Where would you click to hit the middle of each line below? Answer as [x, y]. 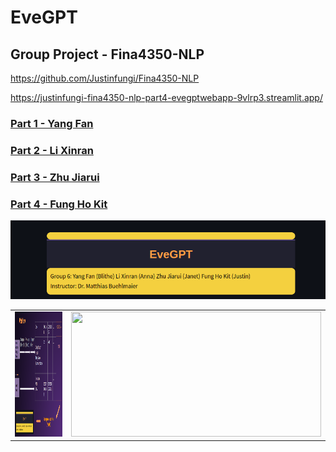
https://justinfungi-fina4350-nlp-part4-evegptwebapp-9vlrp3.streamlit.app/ [166, 97]
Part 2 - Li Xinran [52, 150]
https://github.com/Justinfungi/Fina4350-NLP [105, 78]
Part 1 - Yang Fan [52, 123]
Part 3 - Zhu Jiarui [55, 177]
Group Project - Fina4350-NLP [107, 54]
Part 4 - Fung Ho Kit [59, 204]
